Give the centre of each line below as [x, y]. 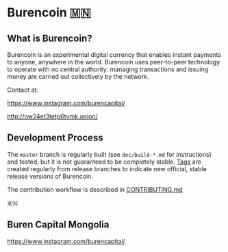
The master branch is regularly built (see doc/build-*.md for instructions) [110, 154]
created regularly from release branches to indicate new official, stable [107, 168]
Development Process [55, 138]
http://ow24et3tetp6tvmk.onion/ [52, 116]
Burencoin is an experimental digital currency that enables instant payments [114, 55]
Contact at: [23, 90]
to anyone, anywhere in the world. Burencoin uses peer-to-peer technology [114, 62]
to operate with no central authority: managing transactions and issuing [108, 69]
